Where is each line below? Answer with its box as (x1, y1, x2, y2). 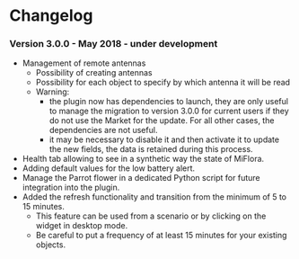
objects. (35, 239, 66, 250)
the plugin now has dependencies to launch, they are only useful (48, 96, 289, 107)
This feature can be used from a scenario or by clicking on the (35, 210, 267, 221)
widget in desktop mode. (35, 220, 128, 231)
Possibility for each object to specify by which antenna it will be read (35, 77, 290, 88)
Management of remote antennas (22, 58, 146, 68)
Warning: (35, 86, 70, 97)
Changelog (9, 5, 93, 26)
